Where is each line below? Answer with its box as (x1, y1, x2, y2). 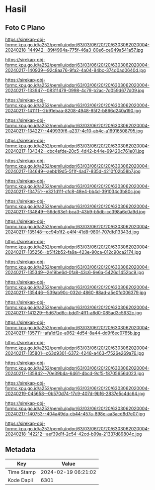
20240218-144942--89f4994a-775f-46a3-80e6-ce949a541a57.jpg (5, 47, 143, 53)
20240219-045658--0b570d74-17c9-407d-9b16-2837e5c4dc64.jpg (5, 391, 145, 396)
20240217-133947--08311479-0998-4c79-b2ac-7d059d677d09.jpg (5, 88, 145, 93)
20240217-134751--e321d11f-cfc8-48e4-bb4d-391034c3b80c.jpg (5, 189, 141, 195)
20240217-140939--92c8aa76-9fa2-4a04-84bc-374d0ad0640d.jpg (5, 67, 146, 73)
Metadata (5, 445, 36, 454)
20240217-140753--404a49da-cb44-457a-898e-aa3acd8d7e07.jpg (5, 411, 145, 416)
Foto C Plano (5, 23, 45, 32)
